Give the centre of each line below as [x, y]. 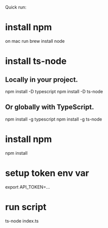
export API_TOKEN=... [28, 187]
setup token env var [47, 173]
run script [26, 207]
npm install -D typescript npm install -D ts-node [54, 91]
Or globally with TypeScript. [50, 107]
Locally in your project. [42, 79]
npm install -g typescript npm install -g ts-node [54, 119]
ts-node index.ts [22, 221]
